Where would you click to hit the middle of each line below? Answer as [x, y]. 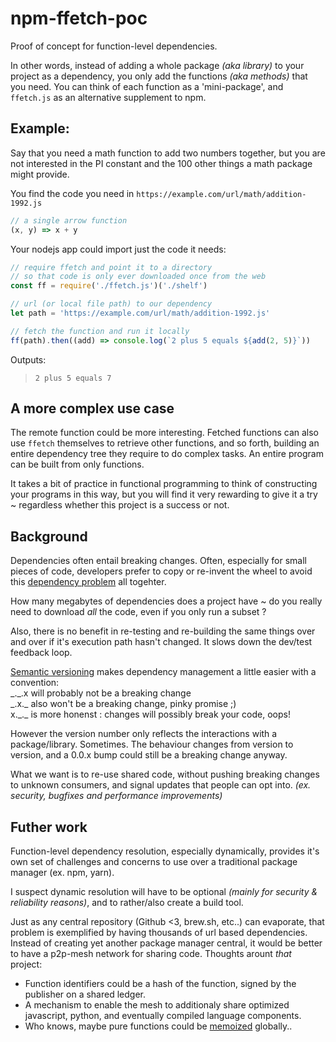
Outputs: [28, 359]
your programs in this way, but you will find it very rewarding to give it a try [164, 494]
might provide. [40, 174]
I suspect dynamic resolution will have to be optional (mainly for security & [164, 892]
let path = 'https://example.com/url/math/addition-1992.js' [140, 313]
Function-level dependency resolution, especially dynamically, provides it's [165, 851]
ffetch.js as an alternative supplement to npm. [108, 97]
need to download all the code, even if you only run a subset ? [138, 612]
